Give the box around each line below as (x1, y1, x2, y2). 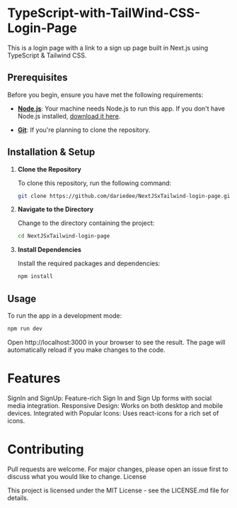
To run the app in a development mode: (7, 311, 122, 320)
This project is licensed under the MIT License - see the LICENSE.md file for (7, 486, 229, 495)
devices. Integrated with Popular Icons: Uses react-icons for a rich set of (7, 409, 219, 417)
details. (7, 493, 29, 502)
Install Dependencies (17, 245, 81, 254)
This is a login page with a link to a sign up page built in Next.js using (7, 43, 209, 52)
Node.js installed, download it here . (17, 111, 121, 120)
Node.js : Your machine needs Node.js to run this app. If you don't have (17, 104, 225, 113)
